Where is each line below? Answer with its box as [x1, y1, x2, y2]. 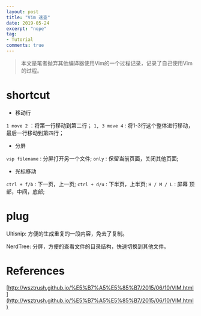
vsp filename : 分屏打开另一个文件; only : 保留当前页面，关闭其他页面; [6, 154, 179, 162]
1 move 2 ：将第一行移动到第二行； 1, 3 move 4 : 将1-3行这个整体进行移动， [6, 121, 194, 129]
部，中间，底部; [6, 187, 45, 195]
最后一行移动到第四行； [6, 129, 64, 136]
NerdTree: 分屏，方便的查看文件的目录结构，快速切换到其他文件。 [6, 243, 169, 250]
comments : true [6, 43, 44, 49]
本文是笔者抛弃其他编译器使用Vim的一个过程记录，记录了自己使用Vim [20, 59, 193, 67]
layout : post [6, 8, 39, 15]
